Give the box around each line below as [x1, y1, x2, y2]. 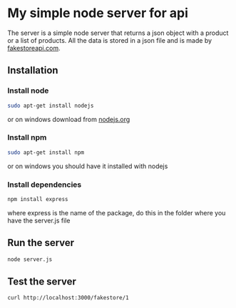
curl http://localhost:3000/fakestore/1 [7, 294, 130, 302]
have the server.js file [7, 216, 71, 225]
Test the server [7, 275, 77, 287]
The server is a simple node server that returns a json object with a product [7, 29, 229, 37]
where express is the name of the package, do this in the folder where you [7, 208, 226, 217]
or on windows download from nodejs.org [7, 115, 130, 123]
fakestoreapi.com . [7, 43, 61, 52]
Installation [7, 64, 58, 76]
